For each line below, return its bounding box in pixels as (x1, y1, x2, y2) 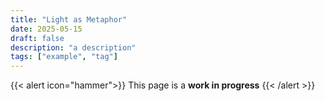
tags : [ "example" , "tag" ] (10, 52, 118, 62)
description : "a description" (10, 42, 137, 53)
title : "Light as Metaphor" (10, 14, 128, 25)
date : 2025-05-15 (10, 24, 83, 34)
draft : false (10, 33, 65, 43)
